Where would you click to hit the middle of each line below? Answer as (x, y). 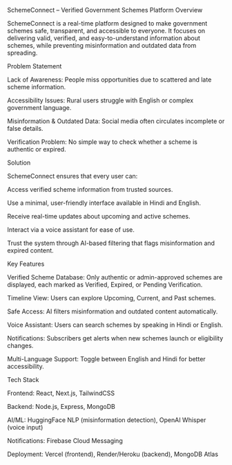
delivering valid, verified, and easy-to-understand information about (104, 38)
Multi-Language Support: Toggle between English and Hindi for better (106, 359)
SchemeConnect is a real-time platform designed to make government (107, 23)
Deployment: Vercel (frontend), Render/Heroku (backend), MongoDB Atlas (113, 454)
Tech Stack (23, 380)
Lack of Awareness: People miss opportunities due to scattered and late (109, 80)
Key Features (26, 264)
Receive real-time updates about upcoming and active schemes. (99, 216)
